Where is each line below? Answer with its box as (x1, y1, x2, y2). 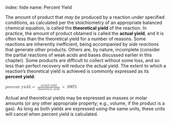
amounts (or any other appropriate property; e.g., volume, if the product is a (5, 100, 165, 106)
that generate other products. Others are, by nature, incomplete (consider (5, 47, 160, 52)
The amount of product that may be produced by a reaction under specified (5, 14, 165, 20)
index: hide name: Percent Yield (5, 5, 72, 10)
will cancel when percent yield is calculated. (5, 111, 99, 117)
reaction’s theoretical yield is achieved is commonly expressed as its (5, 68, 149, 74)
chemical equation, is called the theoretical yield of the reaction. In (5, 25, 147, 31)
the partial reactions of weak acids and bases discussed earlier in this (5, 52, 152, 58)
